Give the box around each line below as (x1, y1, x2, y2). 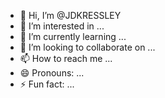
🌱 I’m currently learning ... (19, 31, 127, 42)
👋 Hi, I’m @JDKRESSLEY (19, 10, 122, 21)
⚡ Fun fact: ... (19, 78, 75, 90)
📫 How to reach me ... (19, 53, 113, 64)
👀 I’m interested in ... (19, 20, 105, 32)
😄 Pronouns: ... (19, 67, 85, 79)
